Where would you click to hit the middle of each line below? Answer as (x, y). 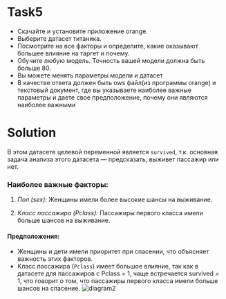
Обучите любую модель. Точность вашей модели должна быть (111, 60)
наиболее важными (46, 105)
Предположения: (34, 236)
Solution (32, 133)
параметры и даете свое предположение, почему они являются (113, 97)
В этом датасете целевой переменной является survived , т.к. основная (112, 152)
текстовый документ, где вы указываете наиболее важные (104, 90)
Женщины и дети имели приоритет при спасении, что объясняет (113, 252)
